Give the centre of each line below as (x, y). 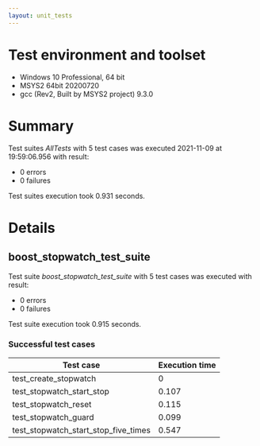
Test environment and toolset (107, 54)
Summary (41, 126)
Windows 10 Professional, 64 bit (72, 77)
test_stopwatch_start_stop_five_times (81, 430)
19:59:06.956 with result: (49, 157)
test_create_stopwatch (54, 378)
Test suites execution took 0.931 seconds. (76, 196)
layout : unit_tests (40, 16)
